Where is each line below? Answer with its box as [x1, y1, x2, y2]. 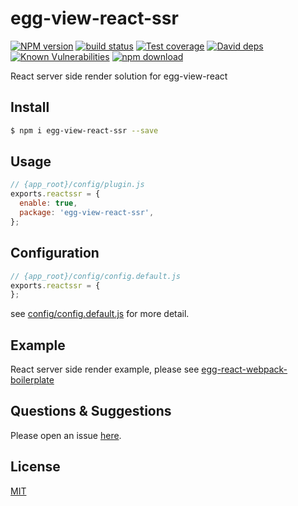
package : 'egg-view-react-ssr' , [19, 208, 155, 218]
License [10, 458, 61, 476]
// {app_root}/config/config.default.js [10, 271, 182, 281]
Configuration [10, 245, 100, 262]
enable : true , [19, 198, 78, 209]
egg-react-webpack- [201, 363, 288, 376]
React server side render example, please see [10, 363, 200, 376]
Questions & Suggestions [10, 403, 172, 420]
